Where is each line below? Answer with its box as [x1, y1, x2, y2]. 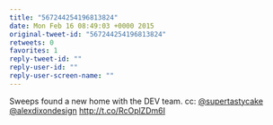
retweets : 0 [9, 37, 54, 47]
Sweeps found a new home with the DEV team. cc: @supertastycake [9, 96, 263, 106]
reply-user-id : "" [9, 63, 78, 72]
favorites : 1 [9, 46, 58, 55]
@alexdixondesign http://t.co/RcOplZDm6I [9, 104, 166, 116]
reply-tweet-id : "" [9, 54, 83, 63]
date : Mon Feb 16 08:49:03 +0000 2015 [9, 21, 154, 30]
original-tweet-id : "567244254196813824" [9, 29, 167, 38]
